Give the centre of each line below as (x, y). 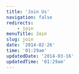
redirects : (20, 23)
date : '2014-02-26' (31, 45)
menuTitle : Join (27, 34)
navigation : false (29, 17)
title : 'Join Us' (28, 12)
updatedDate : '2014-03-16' (40, 56)
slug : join (20, 39)
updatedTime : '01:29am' (36, 61)
